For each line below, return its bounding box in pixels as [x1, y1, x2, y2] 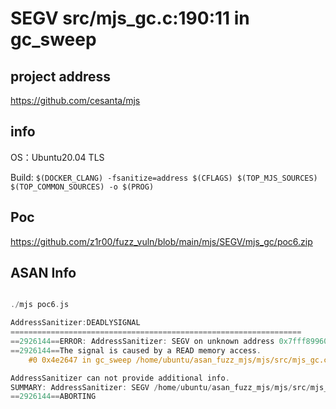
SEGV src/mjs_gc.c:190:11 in [10, 7, 250, 30]
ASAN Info [10, 265, 77, 282]
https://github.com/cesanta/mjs [10, 95, 141, 106]
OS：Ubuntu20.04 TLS [10, 151, 105, 163]
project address [10, 68, 112, 85]
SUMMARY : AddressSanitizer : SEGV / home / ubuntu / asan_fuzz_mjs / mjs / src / [10, 382, 311, 392]
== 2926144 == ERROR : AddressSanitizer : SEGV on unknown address [10, 337, 275, 347]
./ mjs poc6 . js [10, 300, 70, 310]
